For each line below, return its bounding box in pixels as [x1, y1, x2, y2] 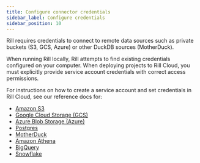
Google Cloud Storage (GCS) [15, 111, 89, 119]
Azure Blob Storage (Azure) [15, 118, 85, 125]
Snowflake [15, 150, 42, 158]
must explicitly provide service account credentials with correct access [6, 68, 186, 76]
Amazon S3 [15, 105, 45, 112]
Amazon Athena [15, 137, 56, 145]
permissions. [6, 74, 39, 82]
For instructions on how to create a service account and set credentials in [6, 87, 192, 94]
